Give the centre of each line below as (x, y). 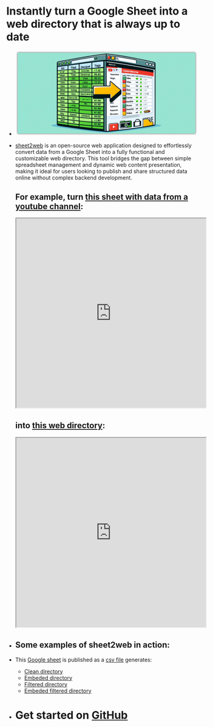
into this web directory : (60, 426)
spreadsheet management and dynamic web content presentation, (98, 165)
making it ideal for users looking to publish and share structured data (101, 172)
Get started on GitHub (71, 715)
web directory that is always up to (93, 24)
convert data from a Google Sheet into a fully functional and (90, 152)
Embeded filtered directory (58, 691)
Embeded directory (48, 678)
